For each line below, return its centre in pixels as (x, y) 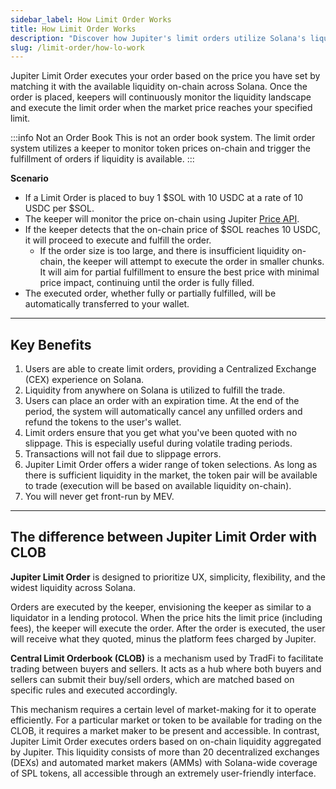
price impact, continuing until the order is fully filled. (147, 283)
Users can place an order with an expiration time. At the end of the (162, 401)
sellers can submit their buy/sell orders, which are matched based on (152, 679)
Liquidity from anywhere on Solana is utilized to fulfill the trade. (155, 390)
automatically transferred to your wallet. (107, 304)
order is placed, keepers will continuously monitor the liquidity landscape (161, 97)
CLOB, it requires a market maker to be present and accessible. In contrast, (165, 730)
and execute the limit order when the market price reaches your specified (161, 108)
